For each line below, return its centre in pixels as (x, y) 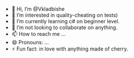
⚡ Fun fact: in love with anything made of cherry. (70, 49)
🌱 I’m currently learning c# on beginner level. (66, 21)
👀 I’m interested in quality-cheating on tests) (65, 15)
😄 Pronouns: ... (30, 42)
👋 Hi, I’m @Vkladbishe (38, 9)
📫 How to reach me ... (38, 34)
